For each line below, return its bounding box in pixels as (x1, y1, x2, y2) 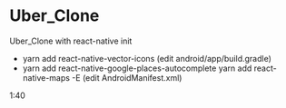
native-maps (22, 72, 71, 83)
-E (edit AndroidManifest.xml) (72, 72, 182, 83)
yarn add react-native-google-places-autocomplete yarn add (22, 63, 252, 74)
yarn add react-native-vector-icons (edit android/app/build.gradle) (22, 53, 272, 64)
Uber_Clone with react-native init (9, 35, 133, 46)
